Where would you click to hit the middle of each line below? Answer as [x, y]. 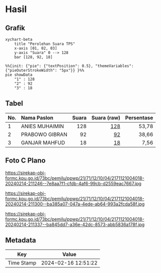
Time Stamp [22, 263]
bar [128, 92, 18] [33, 57]
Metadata [21, 240]
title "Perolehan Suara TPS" [45, 44]
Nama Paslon [37, 118]
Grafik [15, 28]
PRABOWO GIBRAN [44, 134]
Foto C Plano [25, 161]
